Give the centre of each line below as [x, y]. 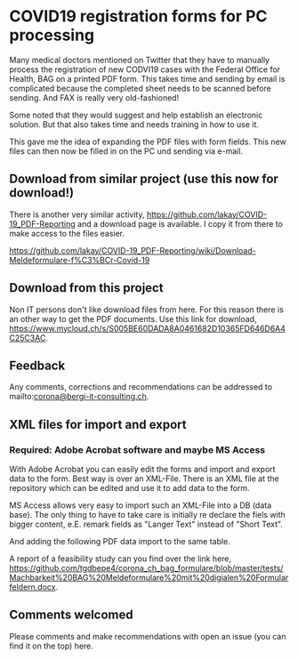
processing [52, 35]
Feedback [37, 365]
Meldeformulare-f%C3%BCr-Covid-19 [80, 260]
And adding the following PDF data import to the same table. [120, 542]
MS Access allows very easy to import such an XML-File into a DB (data [141, 505]
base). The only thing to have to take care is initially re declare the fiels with [148, 515]
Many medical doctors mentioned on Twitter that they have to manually [139, 60]
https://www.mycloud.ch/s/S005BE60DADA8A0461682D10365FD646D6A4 [148, 328]
